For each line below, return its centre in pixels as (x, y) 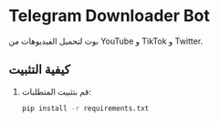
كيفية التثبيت (39, 70)
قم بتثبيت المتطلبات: (57, 91)
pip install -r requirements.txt (85, 108)
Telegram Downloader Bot (109, 16)
